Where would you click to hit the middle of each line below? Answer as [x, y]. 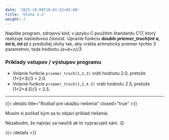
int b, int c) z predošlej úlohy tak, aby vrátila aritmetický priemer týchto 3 [80, 44]
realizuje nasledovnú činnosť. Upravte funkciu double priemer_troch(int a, [82, 38]
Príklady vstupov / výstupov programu [53, 62]
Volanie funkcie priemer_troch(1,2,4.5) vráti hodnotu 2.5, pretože [81, 83]
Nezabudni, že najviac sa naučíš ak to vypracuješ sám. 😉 [65, 122]
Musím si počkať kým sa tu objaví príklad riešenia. [57, 113]
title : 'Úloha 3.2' [26, 14]
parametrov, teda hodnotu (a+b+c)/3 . [44, 49]
